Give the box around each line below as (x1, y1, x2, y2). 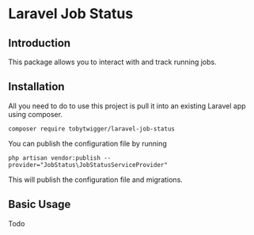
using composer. (8, 109, 63, 119)
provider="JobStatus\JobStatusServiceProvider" (8, 161, 169, 169)
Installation (8, 80, 65, 93)
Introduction (8, 36, 71, 50)
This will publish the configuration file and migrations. (8, 175, 184, 184)
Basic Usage (8, 198, 71, 211)
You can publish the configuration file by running (8, 138, 168, 148)
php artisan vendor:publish (8, 154, 101, 162)
